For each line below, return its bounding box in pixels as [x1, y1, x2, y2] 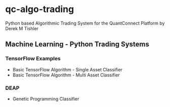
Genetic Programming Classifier [12, 95, 79, 101]
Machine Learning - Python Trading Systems [5, 40, 149, 49]
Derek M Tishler [5, 25, 39, 31]
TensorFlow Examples [5, 55, 61, 62]
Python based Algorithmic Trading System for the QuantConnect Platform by [5, 20, 165, 26]
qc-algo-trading [5, 4, 74, 15]
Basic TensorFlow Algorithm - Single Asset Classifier [12, 66, 123, 72]
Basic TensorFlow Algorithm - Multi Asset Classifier [12, 72, 120, 78]
